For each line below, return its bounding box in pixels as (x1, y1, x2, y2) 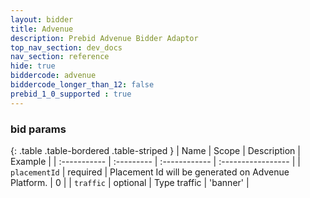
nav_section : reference (10, 52, 110, 62)
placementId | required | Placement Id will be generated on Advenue (10, 166, 290, 178)
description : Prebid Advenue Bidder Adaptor (10, 33, 199, 43)
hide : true (10, 61, 56, 71)
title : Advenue (10, 24, 74, 34)
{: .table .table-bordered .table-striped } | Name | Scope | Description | (10, 144, 301, 156)
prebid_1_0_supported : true (10, 89, 132, 99)
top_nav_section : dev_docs (10, 42, 123, 53)
